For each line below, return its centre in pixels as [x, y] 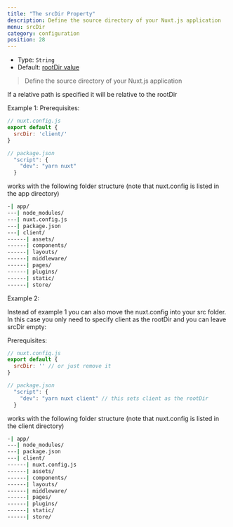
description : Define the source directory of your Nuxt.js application [114, 20]
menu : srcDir [26, 27]
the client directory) [36, 426]
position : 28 [26, 40]
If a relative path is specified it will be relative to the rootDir [92, 95]
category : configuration [44, 33]
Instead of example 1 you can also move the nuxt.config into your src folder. [117, 312]
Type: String [36, 60]
